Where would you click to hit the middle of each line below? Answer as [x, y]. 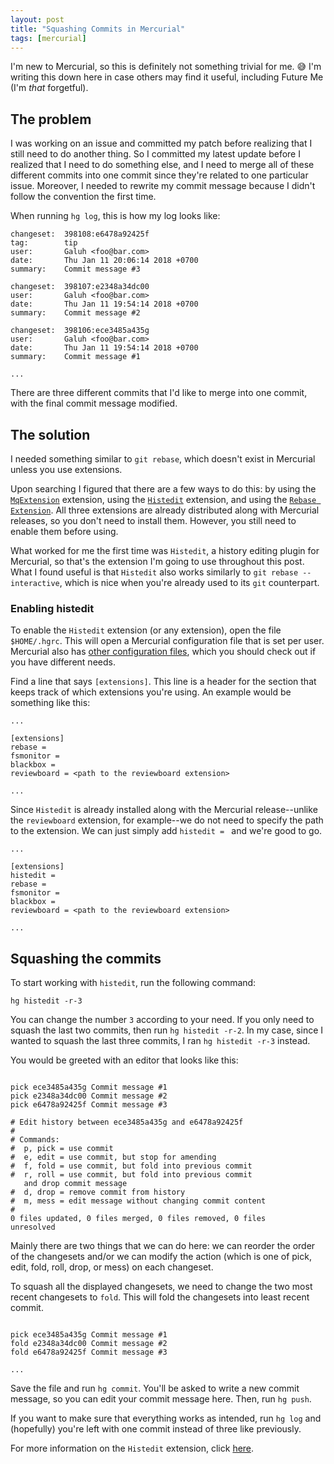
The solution [50, 434]
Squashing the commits [86, 958]
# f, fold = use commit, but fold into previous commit [131, 1166]
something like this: [50, 703]
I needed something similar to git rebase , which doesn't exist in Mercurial [163, 459]
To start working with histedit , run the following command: [133, 983]
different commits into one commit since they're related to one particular [159, 175]
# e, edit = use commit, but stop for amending [113, 1157]
